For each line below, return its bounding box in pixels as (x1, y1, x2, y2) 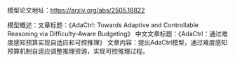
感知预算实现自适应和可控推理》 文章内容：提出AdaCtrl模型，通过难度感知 (13, 38, 228, 47)
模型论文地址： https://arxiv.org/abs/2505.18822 (7, 6, 145, 14)
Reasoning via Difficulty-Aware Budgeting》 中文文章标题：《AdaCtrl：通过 (7, 30, 222, 38)
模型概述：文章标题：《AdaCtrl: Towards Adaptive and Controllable (7, 21, 199, 29)
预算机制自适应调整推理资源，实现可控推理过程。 (7, 47, 149, 55)
